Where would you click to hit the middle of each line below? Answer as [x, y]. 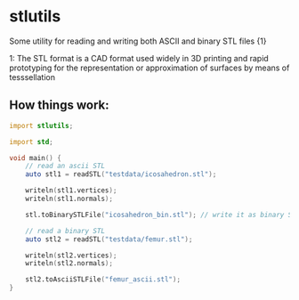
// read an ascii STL [65, 166]
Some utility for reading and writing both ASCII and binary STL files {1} [138, 41]
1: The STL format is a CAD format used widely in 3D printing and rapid [139, 58]
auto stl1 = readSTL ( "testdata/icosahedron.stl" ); [121, 174]
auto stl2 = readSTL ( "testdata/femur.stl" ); [109, 239]
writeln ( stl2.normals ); [69, 264]
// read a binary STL [65, 231]
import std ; [31, 142]
